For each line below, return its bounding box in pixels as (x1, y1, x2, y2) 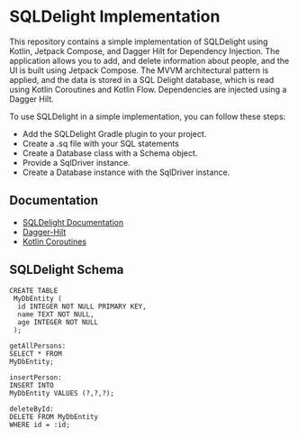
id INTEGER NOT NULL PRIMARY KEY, (17, 302, 147, 311)
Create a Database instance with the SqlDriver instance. (22, 167, 230, 178)
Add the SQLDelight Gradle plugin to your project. (22, 128, 207, 139)
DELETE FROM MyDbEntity (9, 412, 99, 421)
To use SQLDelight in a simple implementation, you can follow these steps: (9, 111, 286, 122)
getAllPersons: (9, 341, 67, 351)
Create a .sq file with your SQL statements (22, 138, 180, 149)
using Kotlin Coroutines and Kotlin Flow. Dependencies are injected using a (9, 84, 287, 95)
